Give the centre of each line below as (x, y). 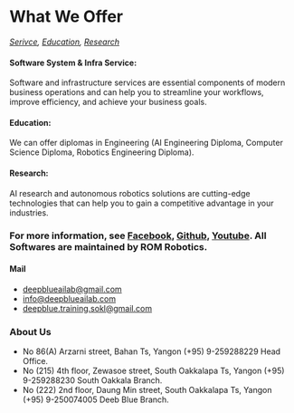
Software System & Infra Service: (73, 62)
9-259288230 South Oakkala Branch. (92, 380)
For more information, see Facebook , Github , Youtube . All (138, 235)
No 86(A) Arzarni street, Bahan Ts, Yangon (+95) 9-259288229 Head (152, 351)
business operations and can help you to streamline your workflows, (137, 92)
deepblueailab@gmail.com (72, 289)
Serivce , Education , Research (65, 42)
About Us (30, 331)
